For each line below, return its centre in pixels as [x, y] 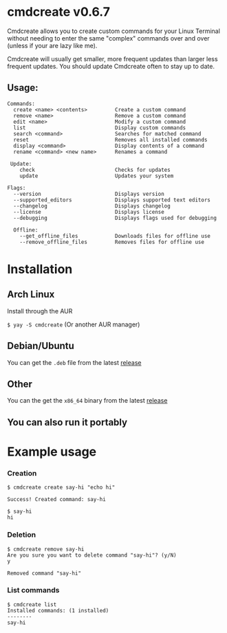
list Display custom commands [100, 128]
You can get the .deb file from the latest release [74, 362]
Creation [22, 473]
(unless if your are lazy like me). [52, 45]
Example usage [52, 452]
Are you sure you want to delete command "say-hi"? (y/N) [92, 555]
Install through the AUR [40, 311]
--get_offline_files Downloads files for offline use [115, 236]
